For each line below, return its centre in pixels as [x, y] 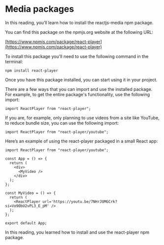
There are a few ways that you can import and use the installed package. [79, 89]
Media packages [40, 9]
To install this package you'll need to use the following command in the [77, 56]
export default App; [26, 223]
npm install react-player [31, 70]
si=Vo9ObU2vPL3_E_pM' [27, 206]
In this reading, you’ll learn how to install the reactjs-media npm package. [79, 23]
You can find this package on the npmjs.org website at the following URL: [79, 32]
